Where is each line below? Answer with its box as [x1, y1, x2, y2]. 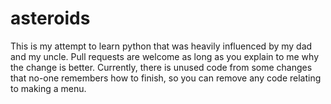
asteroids [10, 7, 91, 30]
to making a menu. [10, 82, 87, 94]
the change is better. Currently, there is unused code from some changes [10, 61, 313, 73]
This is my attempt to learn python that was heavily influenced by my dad [10, 40, 313, 52]
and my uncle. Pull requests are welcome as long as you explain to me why [10, 50, 320, 62]
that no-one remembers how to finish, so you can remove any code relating [10, 72, 322, 84]
